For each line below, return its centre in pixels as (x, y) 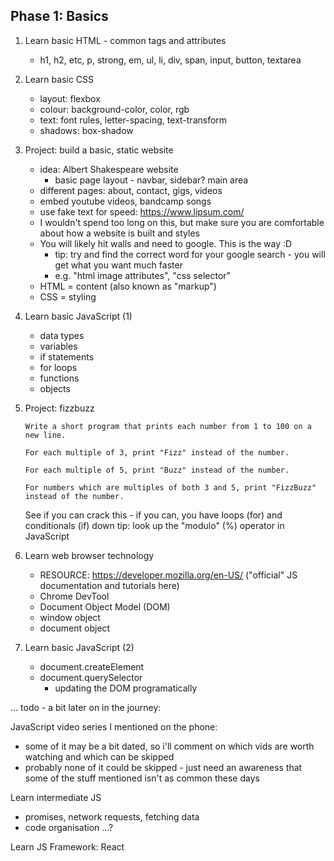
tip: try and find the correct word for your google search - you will (190, 254)
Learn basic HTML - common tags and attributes (125, 40)
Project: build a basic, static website (99, 150)
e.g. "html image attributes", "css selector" (143, 275)
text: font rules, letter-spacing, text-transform (133, 120)
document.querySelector (91, 677)
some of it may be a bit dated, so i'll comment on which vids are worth (169, 746)
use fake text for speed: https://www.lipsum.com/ (142, 211)
